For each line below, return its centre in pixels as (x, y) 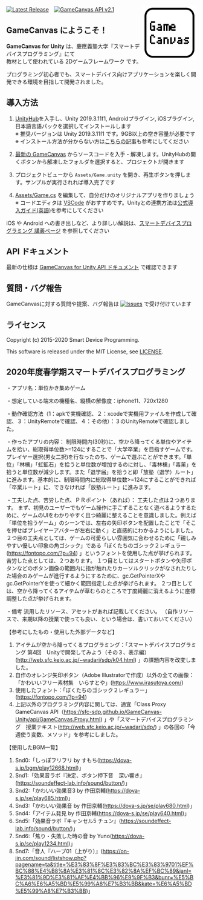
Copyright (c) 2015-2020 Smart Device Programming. (73, 340)
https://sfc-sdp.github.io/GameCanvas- (113, 712)
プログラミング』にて (49, 53)
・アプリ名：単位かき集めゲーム (46, 388)
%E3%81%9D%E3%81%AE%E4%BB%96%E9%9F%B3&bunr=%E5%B (104, 877)
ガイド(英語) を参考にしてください (62, 210)
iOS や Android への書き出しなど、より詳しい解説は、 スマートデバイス (94, 223)
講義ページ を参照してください (72, 230)
